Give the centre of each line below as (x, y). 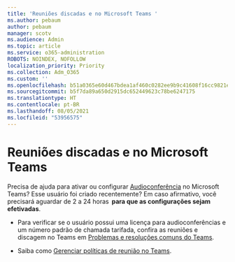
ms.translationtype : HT (42, 99)
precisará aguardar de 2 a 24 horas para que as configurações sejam (109, 201)
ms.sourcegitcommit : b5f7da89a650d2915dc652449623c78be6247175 (101, 92)
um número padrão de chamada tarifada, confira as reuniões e (107, 230)
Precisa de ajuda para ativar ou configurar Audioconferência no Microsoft (113, 187)
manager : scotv (29, 33)
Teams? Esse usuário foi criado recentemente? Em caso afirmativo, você (112, 194)
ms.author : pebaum (34, 20)
